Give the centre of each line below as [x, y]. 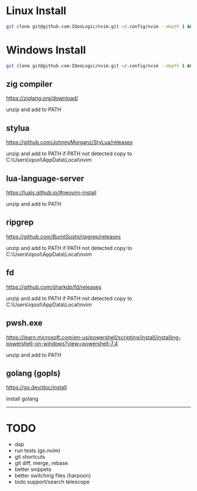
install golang [22, 399]
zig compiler [29, 84]
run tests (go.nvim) [37, 450]
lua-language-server [45, 178]
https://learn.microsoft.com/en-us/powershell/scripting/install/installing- [94, 337]
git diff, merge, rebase [41, 463]
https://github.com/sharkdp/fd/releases [54, 287]
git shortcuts [30, 457]
